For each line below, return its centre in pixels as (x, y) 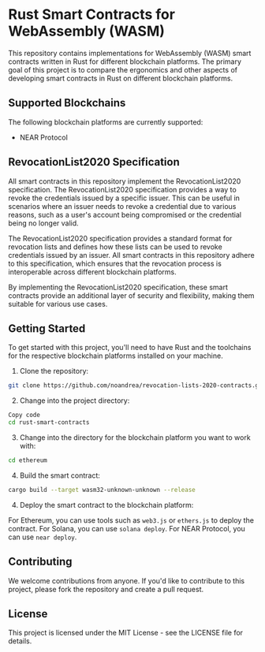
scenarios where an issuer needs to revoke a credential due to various (122, 206)
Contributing (40, 562)
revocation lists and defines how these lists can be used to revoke (115, 247)
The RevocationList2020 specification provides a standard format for (120, 238)
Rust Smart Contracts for (92, 15)
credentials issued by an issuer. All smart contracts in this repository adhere (131, 255)
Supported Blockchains (67, 103)
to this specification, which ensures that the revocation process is (115, 263)
